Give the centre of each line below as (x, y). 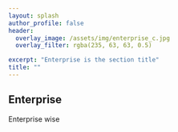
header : (21, 30)
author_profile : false (46, 23)
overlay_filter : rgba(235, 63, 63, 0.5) (84, 46)
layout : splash (34, 16)
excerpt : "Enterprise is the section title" (84, 60)
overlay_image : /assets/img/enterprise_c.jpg (93, 38)
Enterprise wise (34, 119)
